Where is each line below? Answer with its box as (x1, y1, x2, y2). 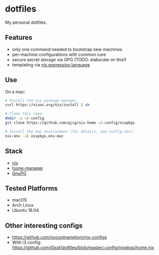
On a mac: (5, 89, 26, 95)
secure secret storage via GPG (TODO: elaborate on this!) (12, 57, 127, 63)
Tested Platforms (5, 184, 58, 192)
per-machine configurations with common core (12, 51, 106, 57)
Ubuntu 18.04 (12, 207, 39, 213)
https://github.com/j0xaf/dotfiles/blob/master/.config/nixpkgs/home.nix (12, 245, 155, 251)
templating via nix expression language (12, 62, 90, 67)
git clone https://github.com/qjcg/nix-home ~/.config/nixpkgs (5, 120, 135, 126)
